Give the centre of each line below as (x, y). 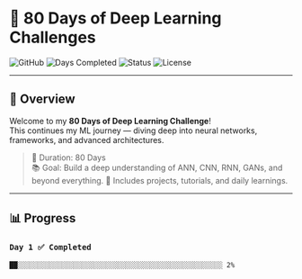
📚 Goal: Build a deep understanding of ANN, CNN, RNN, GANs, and (157, 167)
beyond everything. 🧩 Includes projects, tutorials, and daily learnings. (160, 180)
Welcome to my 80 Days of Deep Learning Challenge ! (110, 121)
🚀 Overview (42, 99)
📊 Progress (43, 218)
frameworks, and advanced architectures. (87, 139)
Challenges (53, 37)
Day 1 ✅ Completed (50, 247)
